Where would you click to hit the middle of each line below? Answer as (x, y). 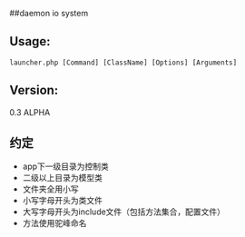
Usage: (30, 41)
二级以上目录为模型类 (62, 178)
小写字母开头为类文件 (62, 201)
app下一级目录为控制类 (65, 166)
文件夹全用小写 (50, 189)
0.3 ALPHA (30, 112)
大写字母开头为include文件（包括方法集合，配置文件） (123, 212)
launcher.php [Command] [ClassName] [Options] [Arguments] (123, 63)
